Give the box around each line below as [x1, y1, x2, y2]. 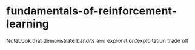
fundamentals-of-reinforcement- [6, 4, 177, 18]
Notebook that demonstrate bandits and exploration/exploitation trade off [6, 37, 189, 44]
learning [6, 17, 50, 31]
